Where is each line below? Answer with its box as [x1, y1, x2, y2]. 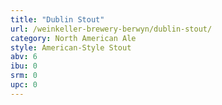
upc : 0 [10, 80, 38, 90]
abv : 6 [10, 52, 38, 62]
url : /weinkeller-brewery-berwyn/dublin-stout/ [10, 24, 213, 34]
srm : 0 [10, 71, 38, 81]
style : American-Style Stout [10, 42, 132, 53]
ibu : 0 [10, 61, 38, 71]
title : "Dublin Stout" [10, 14, 105, 25]
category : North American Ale [10, 33, 137, 43]
